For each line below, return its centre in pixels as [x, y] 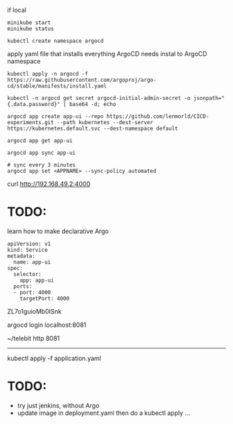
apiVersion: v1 [29, 244]
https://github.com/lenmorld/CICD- [158, 117]
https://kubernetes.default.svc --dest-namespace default [93, 128]
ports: [23, 286]
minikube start [29, 23]
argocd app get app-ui [40, 141]
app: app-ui [37, 280]
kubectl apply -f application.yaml [54, 358]
